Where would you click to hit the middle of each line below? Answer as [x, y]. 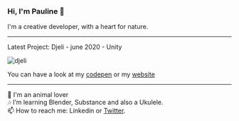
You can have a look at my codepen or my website [81, 74]
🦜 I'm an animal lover [38, 95]
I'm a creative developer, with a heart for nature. [78, 27]
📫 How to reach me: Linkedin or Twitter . [67, 111]
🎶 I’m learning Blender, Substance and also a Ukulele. [85, 103]
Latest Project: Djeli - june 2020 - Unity [65, 47]
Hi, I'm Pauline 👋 [36, 11]
